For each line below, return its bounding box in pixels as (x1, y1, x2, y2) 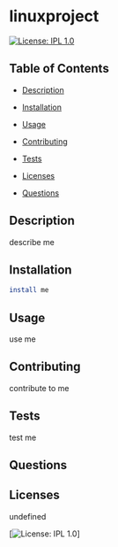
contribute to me (9, 382, 70, 393)
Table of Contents (9, 61, 110, 76)
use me (9, 334, 37, 344)
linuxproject (9, 6, 100, 27)
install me (9, 286, 49, 295)
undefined (9, 511, 47, 521)
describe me (9, 236, 55, 247)
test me (9, 432, 37, 443)
